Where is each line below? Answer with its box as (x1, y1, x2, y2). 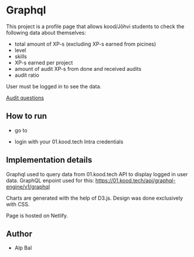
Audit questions (6, 94, 44, 101)
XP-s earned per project (14, 59, 73, 66)
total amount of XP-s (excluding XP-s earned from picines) (14, 40, 156, 47)
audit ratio (14, 71, 39, 78)
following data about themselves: (6, 29, 86, 36)
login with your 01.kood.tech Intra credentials (14, 138, 124, 145)
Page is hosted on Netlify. (6, 212, 69, 219)
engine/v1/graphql (6, 183, 50, 190)
